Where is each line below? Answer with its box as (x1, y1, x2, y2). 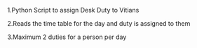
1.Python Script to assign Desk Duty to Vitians (7, 6, 140, 14)
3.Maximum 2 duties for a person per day (7, 33, 127, 41)
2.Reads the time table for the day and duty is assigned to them (7, 19, 191, 27)
